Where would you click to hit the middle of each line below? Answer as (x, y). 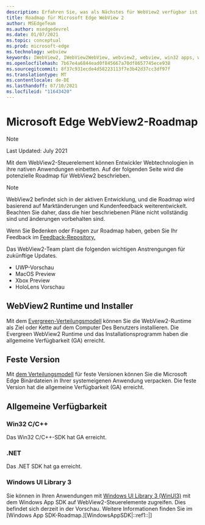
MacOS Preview (35, 274)
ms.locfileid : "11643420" (39, 92)
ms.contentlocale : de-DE (38, 80)
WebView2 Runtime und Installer (70, 306)
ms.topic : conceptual (34, 40)
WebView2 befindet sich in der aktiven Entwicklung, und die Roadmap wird (101, 199)
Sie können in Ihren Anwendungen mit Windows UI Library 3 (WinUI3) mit (99, 496)
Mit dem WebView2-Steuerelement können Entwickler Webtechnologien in (100, 162)
